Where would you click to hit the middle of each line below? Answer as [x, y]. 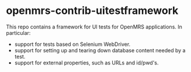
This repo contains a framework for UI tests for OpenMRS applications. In [94, 27]
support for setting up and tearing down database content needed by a [100, 50]
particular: [18, 33]
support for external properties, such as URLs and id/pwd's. [86, 63]
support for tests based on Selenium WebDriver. [72, 44]
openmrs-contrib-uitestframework [92, 11]
